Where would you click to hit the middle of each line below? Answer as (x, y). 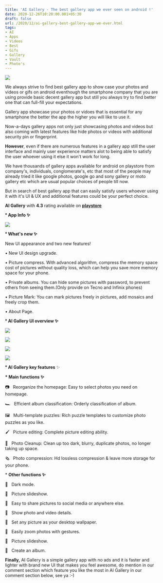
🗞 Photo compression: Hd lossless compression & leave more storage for (80, 458)
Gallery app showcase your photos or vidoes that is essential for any (74, 112)
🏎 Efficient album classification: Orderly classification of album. (71, 404)
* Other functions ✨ (26, 475)
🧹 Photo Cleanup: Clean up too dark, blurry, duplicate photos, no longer (78, 443)
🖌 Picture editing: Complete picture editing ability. (57, 432)
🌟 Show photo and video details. (39, 513)
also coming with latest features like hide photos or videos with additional (79, 132)
